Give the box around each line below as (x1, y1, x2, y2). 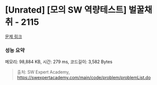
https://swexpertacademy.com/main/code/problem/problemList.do (17, 75, 151, 81)
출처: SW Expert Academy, (17, 69, 70, 75)
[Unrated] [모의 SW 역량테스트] (5, 4, 127, 16)
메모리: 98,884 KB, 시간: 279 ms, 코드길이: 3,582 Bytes (5, 59, 113, 65)
